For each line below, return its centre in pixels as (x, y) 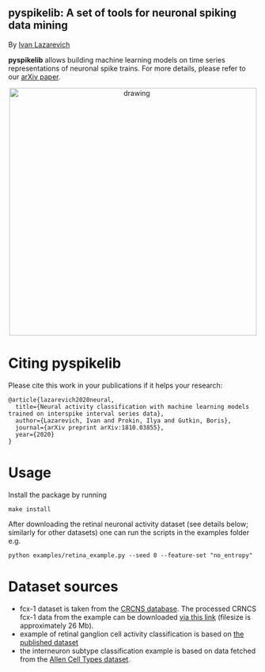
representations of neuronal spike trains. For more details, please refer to (127, 68)
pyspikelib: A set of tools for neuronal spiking (123, 13)
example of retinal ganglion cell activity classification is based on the (132, 634)
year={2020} (35, 434)
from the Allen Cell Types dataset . (75, 659)
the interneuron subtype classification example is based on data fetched (137, 651)
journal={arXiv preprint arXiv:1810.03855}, (90, 427)
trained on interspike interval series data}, (86, 414)
